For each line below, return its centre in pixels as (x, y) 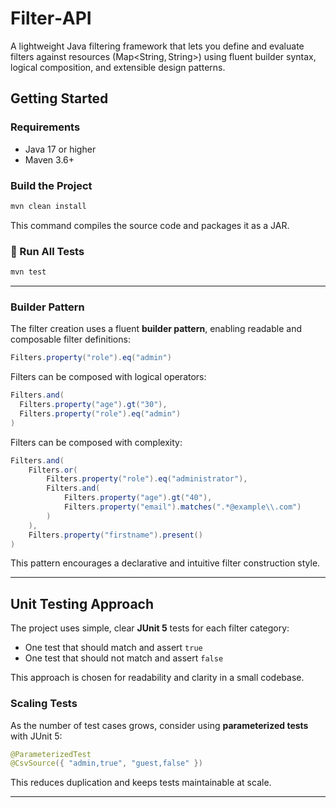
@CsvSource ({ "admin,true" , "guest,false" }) (106, 763)
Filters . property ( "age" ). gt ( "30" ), (93, 405)
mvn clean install (48, 206)
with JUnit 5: (36, 736)
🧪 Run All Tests (47, 251)
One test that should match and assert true (113, 648)
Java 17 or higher (60, 149)
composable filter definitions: (70, 339)
